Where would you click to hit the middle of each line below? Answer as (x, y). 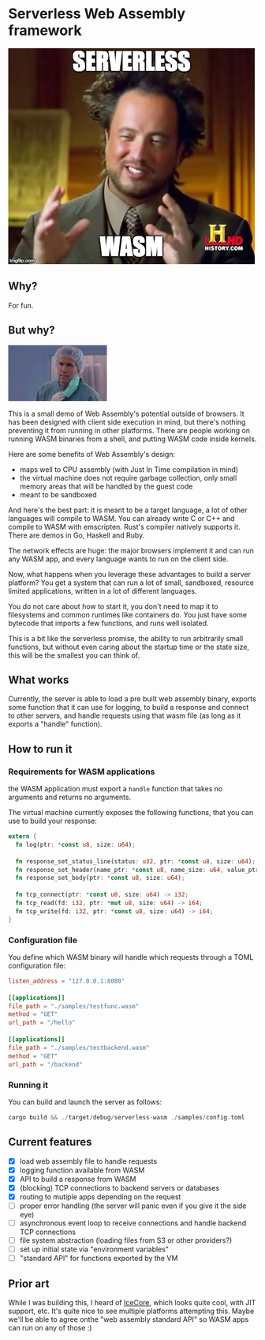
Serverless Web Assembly (97, 14)
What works (39, 679)
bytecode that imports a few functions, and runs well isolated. (108, 623)
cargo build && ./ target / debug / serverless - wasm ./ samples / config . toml (127, 1117)
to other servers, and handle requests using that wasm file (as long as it (125, 715)
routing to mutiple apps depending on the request (100, 1197)
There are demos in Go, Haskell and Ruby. (77, 535)
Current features (50, 1142)
